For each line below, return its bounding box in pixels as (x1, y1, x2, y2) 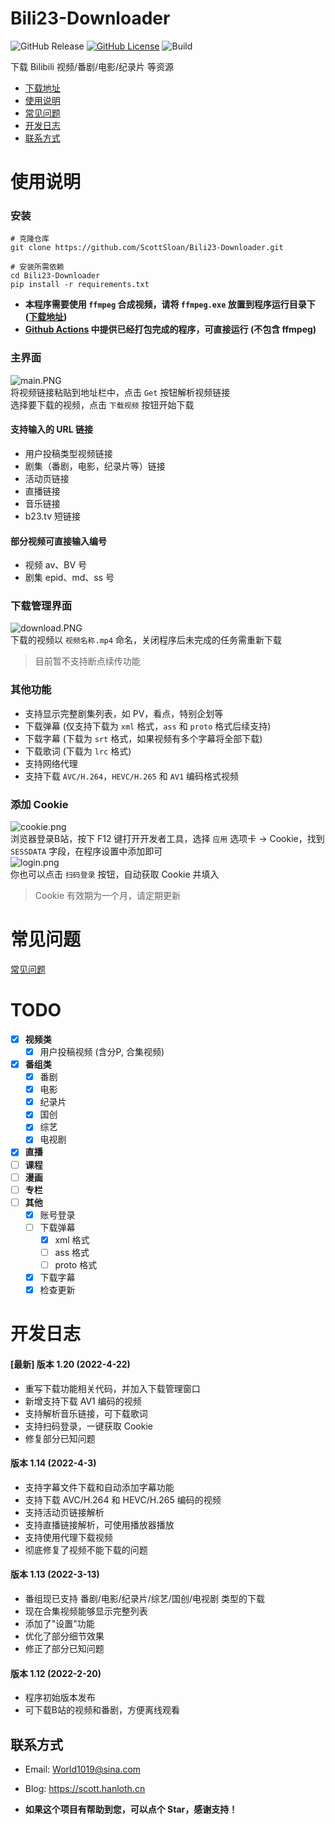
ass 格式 (54, 1246, 90, 1258)
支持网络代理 (24, 757, 78, 769)
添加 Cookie (10, 797, 69, 811)
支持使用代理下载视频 (24, 1531, 113, 1543)
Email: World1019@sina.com (24, 1763, 142, 1776)
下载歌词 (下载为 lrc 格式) (24, 745, 132, 757)
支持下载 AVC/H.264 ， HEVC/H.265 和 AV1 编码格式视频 (24, 770, 240, 782)
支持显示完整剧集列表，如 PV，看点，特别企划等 (24, 707, 224, 719)
